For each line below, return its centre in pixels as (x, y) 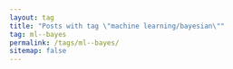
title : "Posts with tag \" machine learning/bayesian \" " (117, 26)
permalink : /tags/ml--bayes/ (64, 43)
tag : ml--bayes (38, 34)
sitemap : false (38, 51)
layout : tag (32, 17)
